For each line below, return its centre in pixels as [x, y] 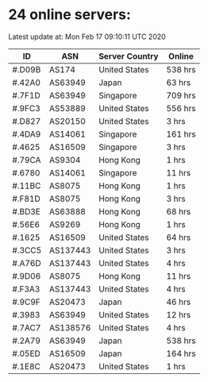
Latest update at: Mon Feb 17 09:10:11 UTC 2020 [87, 37]
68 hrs [179, 211]
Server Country [129, 56]
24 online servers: [69, 15]
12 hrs [179, 314]
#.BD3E [27, 211]
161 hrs [181, 134]
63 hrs [179, 83]
